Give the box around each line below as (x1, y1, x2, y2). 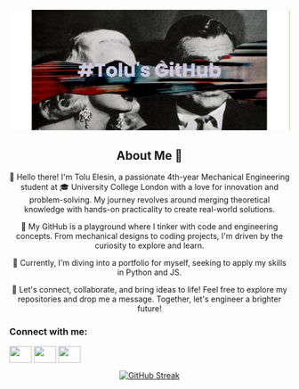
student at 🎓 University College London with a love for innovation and (20, 182, 279, 193)
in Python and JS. (117, 267, 182, 277)
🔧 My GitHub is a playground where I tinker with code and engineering (20, 221, 279, 232)
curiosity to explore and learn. (94, 240, 205, 251)
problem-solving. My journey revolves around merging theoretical (28, 194, 271, 205)
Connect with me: (9, 326, 88, 338)
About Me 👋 (116, 148, 183, 163)
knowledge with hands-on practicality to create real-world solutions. (23, 204, 276, 215)
